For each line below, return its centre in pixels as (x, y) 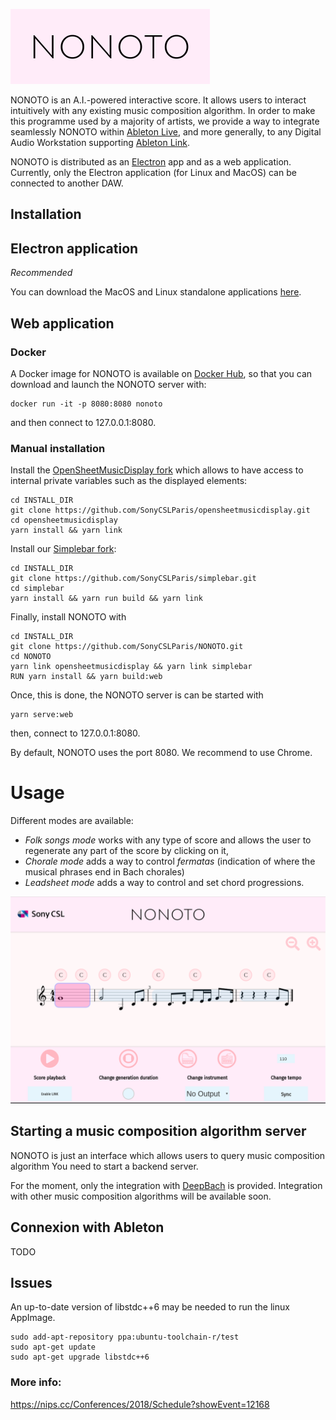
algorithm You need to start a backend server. (104, 1166)
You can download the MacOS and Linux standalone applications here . (156, 292)
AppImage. (33, 1318)
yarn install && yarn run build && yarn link (106, 599)
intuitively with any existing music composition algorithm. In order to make (163, 110)
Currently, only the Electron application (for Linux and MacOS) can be (153, 172)
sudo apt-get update (53, 1347)
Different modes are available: (72, 821)
